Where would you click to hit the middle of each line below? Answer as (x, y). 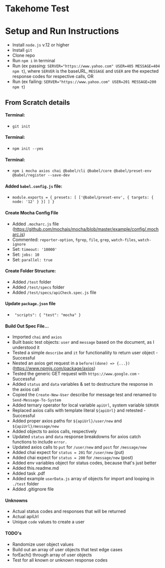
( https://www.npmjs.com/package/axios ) (54, 368)
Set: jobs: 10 (26, 254)
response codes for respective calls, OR (53, 77)
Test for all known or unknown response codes (60, 560)
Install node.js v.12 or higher (41, 45)
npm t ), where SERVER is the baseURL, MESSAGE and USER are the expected (85, 71)
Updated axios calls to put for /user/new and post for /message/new (79, 447)
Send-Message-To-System (37, 401)
